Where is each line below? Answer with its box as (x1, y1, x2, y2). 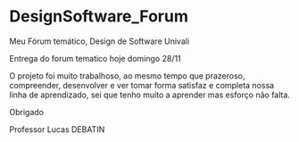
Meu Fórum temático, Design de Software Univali (9, 36, 190, 46)
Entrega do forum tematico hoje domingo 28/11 (9, 53, 181, 63)
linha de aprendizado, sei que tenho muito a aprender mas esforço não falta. (9, 89, 290, 100)
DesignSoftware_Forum (9, 6, 189, 27)
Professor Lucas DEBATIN (9, 123, 105, 135)
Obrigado (9, 106, 45, 117)
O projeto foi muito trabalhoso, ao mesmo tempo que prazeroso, (9, 70, 245, 81)
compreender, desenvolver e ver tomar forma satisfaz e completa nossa (9, 79, 275, 90)
